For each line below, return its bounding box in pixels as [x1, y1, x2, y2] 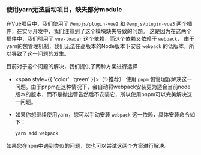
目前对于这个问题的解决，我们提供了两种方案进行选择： [6, 63, 143, 70]
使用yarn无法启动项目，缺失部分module [6, 5, 122, 13]
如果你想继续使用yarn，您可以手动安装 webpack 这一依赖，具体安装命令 [14, 111, 190, 118]
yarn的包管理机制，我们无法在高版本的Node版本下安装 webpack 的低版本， [6, 43, 190, 50]
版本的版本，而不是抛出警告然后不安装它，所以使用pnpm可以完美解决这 [14, 91, 193, 98]
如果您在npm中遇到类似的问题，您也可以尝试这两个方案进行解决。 [6, 142, 170, 150]
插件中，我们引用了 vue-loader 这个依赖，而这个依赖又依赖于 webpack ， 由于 [6, 35, 195, 43]
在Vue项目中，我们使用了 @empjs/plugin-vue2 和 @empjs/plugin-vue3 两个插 [6, 20, 193, 28]
